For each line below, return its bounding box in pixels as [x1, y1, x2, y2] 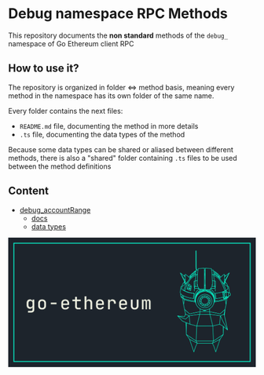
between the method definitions [8, 162, 112, 171]
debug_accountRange [19, 205, 91, 214]
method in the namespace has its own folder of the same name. [8, 91, 214, 100]
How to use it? [8, 62, 79, 75]
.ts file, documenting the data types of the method [19, 129, 185, 139]
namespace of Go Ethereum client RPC [8, 38, 134, 48]
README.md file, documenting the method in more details [19, 121, 199, 130]
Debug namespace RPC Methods [8, 5, 228, 23]
